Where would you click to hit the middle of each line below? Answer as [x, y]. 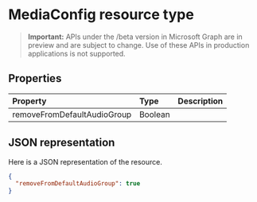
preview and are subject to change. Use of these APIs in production [138, 45]
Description [201, 101]
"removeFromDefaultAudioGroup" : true [78, 184]
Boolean [154, 115]
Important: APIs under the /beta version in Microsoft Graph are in [135, 37]
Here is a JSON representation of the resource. [86, 161]
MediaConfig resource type [101, 15]
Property [29, 101]
